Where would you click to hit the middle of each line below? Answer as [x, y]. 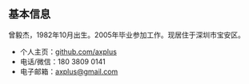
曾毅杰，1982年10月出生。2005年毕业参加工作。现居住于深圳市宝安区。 [127, 35]
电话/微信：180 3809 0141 [62, 61]
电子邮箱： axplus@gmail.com [69, 71]
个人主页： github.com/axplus [68, 52]
